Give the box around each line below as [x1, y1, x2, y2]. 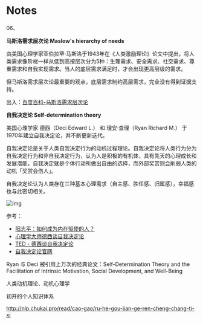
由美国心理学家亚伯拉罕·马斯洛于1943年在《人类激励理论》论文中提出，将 [6, 50, 190, 57]
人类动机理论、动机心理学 [6, 279, 70, 287]
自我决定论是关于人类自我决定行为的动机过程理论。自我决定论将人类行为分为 [6, 144, 197, 152]
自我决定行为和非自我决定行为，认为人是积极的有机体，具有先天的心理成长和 [6, 152, 197, 159]
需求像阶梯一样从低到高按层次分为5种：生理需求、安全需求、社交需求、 [11, 57, 190, 65]
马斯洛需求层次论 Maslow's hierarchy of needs [6, 37, 125, 44]
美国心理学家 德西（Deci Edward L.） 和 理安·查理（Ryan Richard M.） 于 [6, 124, 187, 131]
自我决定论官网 [14, 247, 53, 254]
